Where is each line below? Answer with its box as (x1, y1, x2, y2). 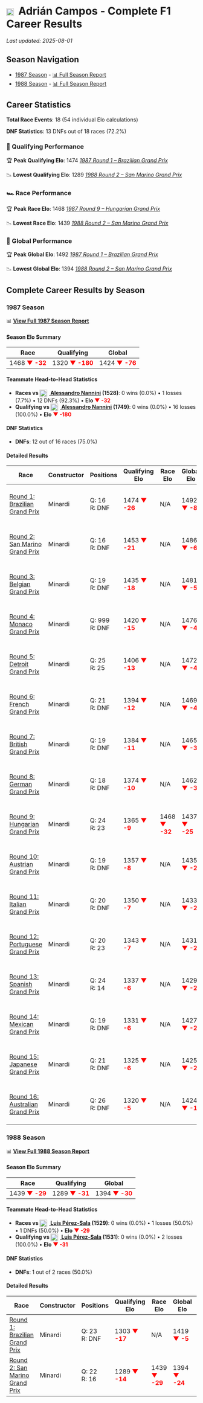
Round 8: (9, 772, 35, 781)
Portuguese (9, 940, 43, 949)
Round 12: (9, 933, 39, 941)
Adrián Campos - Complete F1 (18, 4, 171, 18)
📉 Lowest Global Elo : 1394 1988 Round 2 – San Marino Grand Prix (6, 265, 172, 272)
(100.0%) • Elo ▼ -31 (14, 1241, 68, 1248)
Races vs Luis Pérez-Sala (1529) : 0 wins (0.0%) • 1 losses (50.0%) (14, 1219, 193, 1227)
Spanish (9, 980, 33, 989)
